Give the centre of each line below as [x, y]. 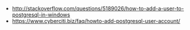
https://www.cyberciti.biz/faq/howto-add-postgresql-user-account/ [96, 21]
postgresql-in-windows [41, 15]
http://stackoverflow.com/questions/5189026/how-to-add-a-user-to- [98, 9]
